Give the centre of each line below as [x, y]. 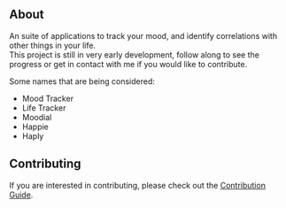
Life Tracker [44, 108]
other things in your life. [52, 45]
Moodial [37, 117]
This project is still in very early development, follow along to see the [134, 54]
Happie [35, 127]
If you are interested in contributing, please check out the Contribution [137, 185]
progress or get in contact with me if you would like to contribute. [128, 64]
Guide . [21, 195]
